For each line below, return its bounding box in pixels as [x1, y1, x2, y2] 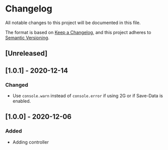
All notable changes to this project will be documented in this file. [5, 20, 141, 26]
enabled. [12, 98, 31, 104]
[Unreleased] [5, 49, 48, 58]
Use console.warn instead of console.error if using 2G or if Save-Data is [12, 93, 163, 99]
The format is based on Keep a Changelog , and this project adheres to [5, 29, 151, 35]
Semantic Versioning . [5, 35, 49, 41]
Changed [5, 81, 29, 88]
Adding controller [12, 139, 49, 145]
